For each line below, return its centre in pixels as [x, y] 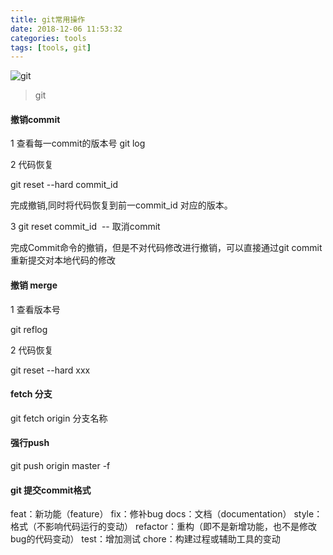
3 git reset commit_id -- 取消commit [85, 227]
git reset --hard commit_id [64, 185]
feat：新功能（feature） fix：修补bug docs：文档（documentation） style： [166, 514]
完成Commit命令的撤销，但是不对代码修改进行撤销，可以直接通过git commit [166, 248]
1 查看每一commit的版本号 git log [78, 143]
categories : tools [48, 38]
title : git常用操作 [48, 19]
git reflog [29, 329]
